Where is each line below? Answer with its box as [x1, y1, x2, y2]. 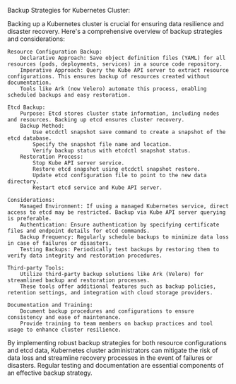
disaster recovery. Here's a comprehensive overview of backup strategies [7, 28, 223, 35]
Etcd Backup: [7, 104, 46, 111]
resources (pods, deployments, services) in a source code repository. [7, 61, 223, 68]
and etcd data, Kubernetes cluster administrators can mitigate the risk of [7, 346, 218, 354]
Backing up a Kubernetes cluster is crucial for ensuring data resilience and [7, 20, 224, 28]
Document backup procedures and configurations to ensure [20, 308, 194, 315]
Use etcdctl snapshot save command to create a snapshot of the [33, 128, 226, 136]
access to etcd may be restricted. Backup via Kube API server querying [7, 209, 226, 216]
